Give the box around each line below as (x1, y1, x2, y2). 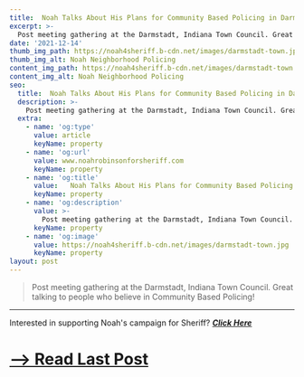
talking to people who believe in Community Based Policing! (31, 291, 255, 302)
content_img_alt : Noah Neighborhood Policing (9, 72, 184, 81)
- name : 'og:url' (25, 147, 91, 156)
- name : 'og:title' (25, 173, 100, 182)
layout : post (9, 257, 59, 267)
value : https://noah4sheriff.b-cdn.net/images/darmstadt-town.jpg (33, 240, 290, 250)
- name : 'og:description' (25, 198, 124, 208)
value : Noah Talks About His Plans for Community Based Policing (33, 182, 294, 191)
